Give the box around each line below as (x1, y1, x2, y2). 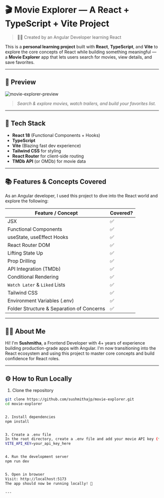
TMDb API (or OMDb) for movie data (12, 158, 86, 164)
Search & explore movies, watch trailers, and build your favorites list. (17, 100, 156, 106)
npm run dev (5, 459, 29, 464)
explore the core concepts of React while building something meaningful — (5, 49, 157, 55)
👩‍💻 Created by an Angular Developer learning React (17, 34, 122, 40)
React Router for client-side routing (12, 153, 84, 159)
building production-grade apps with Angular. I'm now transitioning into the (5, 346, 156, 351)
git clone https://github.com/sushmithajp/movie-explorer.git (5, 397, 134, 402)
